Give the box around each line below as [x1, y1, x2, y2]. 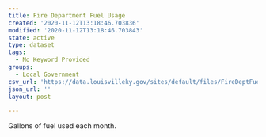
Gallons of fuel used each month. [8, 121, 117, 131]
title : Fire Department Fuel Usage [8, 11, 126, 20]
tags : [8, 48, 26, 56]
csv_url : [8, 78, 37, 86]
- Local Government [15, 70, 80, 78]
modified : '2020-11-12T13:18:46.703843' [8, 26, 144, 34]
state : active [8, 33, 55, 42]
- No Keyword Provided [15, 56, 90, 64]
